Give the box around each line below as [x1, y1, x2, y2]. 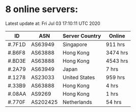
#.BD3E [8, 57, 26, 64]
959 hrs [106, 73, 125, 81]
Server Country [62, 32, 101, 39]
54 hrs [106, 98, 122, 105]
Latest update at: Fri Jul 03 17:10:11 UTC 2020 [5, 20, 100, 26]
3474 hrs [106, 49, 128, 56]
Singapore [62, 41, 87, 48]
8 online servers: [5, 4, 78, 15]
